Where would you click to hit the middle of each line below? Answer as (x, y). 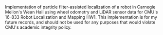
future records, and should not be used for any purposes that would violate (80, 22)
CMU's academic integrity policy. (38, 27)
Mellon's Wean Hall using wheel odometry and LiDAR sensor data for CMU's (81, 12)
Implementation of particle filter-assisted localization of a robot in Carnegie (80, 7)
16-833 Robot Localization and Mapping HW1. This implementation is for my (81, 17)
